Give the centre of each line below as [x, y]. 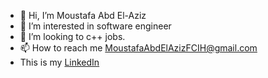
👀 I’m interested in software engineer [95, 26]
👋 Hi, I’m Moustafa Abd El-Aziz [83, 15]
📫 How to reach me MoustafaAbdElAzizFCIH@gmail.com [138, 48]
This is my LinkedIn [59, 62]
